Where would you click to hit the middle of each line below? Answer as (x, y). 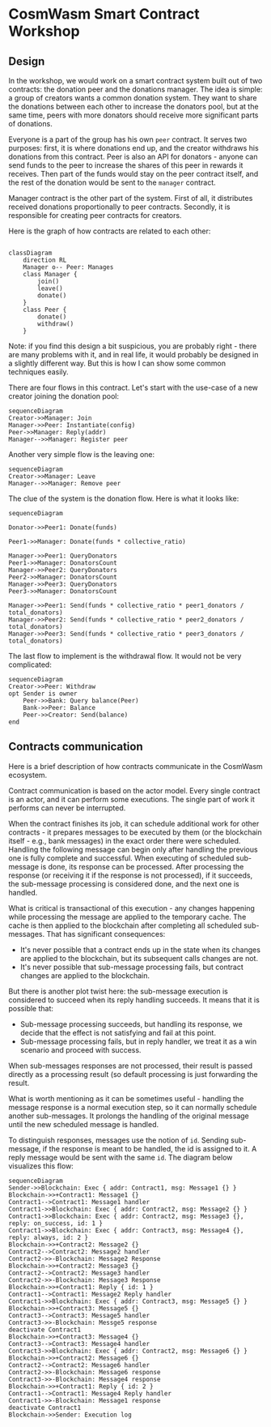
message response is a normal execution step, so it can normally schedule (133, 1107)
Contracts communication (76, 747)
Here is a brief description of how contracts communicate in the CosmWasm (135, 766)
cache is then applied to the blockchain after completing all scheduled (125, 925)
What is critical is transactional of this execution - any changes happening (131, 908)
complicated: (30, 664)
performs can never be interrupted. (67, 808)
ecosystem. (28, 775)
